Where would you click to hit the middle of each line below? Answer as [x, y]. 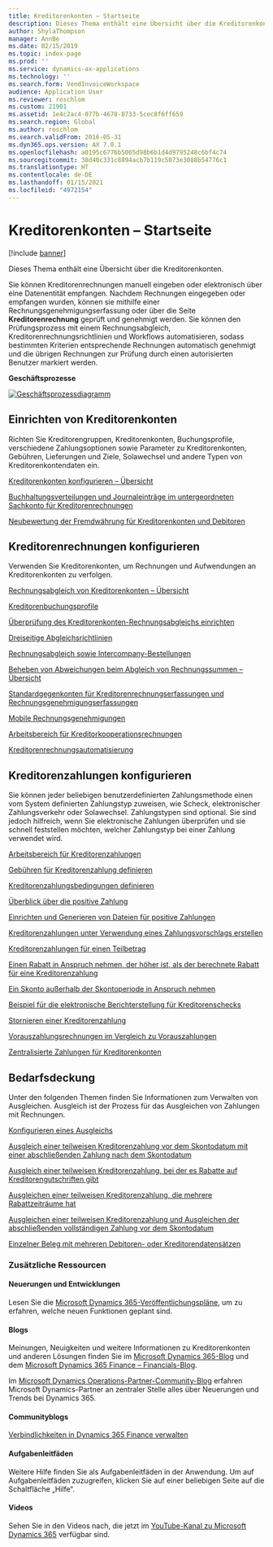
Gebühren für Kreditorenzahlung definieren [80, 870]
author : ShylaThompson [47, 31]
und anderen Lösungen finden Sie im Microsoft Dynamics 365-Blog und [129, 1356]
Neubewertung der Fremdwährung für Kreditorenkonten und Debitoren [127, 521]
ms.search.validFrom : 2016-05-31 [65, 137]
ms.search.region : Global [52, 122]
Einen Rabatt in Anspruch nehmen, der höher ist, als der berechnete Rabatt [134, 965]
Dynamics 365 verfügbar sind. [59, 1534]
